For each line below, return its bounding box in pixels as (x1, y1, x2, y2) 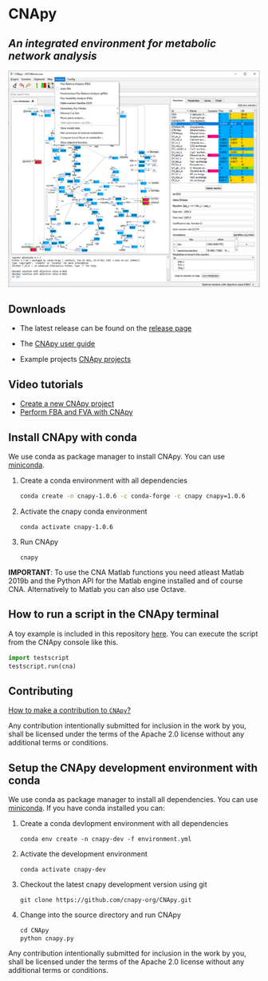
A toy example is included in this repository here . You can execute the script (8, 629, 258, 638)
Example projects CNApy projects (19, 355, 132, 364)
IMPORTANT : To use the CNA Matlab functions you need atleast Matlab (8, 567, 245, 577)
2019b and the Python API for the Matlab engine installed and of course (8, 576, 243, 586)
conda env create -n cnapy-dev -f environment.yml (19, 836, 192, 844)
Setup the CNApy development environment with (8, 761, 258, 775)
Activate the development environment (19, 849, 148, 859)
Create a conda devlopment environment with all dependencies (19, 819, 229, 828)
